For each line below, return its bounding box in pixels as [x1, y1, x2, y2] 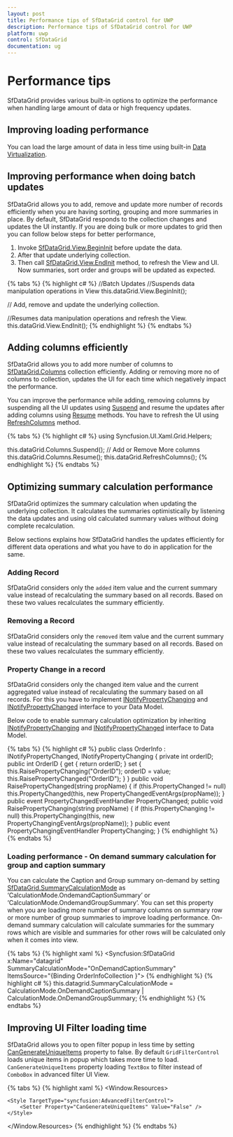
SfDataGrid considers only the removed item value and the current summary [7, 632, 224, 640]
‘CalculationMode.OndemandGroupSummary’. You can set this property [7, 899, 213, 907]
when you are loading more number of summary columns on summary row [7, 906, 223, 915]
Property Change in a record [7, 664, 106, 674]
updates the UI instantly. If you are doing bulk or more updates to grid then [7, 222, 223, 231]
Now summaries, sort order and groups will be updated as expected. [17, 266, 216, 274]
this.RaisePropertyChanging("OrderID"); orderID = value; [7, 767, 171, 775]
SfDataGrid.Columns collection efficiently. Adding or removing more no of [7, 367, 220, 376]
